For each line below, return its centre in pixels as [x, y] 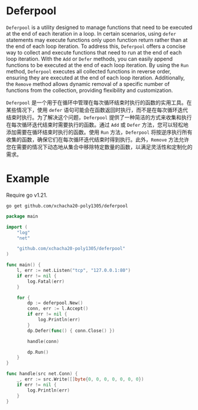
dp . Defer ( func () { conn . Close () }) [71, 331]
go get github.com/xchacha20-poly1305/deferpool [67, 206]
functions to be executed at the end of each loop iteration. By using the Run [98, 65]
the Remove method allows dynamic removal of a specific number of [88, 84]
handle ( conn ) [43, 341]
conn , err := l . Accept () [58, 309]
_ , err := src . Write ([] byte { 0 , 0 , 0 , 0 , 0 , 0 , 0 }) [80, 379]
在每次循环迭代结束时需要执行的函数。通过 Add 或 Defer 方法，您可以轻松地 [98, 124]
